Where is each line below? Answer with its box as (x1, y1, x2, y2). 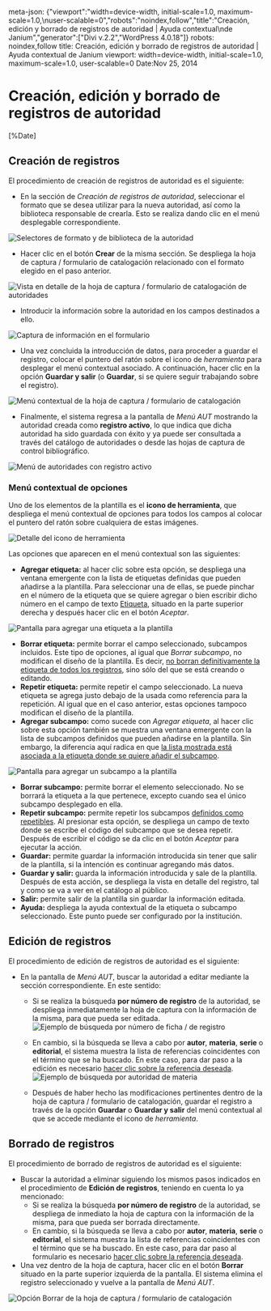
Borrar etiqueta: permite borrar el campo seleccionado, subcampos (19, 639, 248, 649)
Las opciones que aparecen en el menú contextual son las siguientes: (8, 549, 241, 559)
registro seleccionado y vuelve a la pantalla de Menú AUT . (19, 1277, 215, 1287)
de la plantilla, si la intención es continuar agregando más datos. (19, 860, 235, 870)
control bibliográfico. (19, 445, 91, 456)
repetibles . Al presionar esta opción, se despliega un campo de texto (19, 817, 250, 827)
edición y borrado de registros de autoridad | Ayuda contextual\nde (8, 24, 233, 33)
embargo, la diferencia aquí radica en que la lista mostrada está (19, 743, 232, 752)
